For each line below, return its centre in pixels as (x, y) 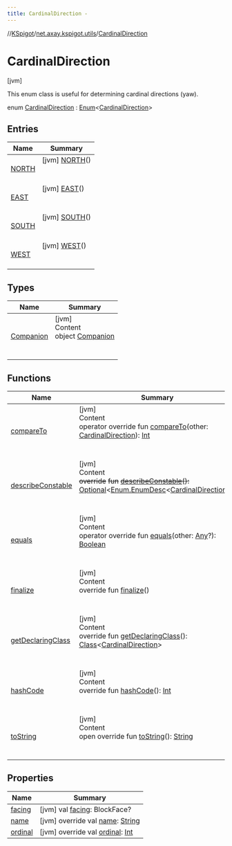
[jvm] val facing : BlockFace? (86, 809)
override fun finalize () (114, 590)
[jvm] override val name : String (90, 820)
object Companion (85, 336)
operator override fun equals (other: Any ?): (147, 535)
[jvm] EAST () (63, 189)
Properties (30, 778)
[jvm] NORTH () (66, 160)
